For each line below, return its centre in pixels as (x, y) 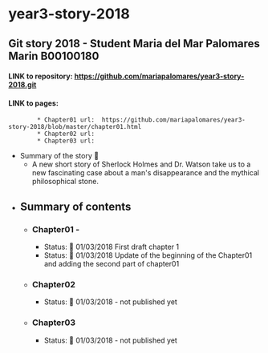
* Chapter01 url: (66, 120)
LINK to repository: (41, 76)
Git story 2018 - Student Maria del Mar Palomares (134, 44)
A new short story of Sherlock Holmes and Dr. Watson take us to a (141, 164)
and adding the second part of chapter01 (112, 264)
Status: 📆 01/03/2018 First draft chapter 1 (111, 247)
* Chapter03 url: (66, 141)
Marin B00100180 (54, 56)
